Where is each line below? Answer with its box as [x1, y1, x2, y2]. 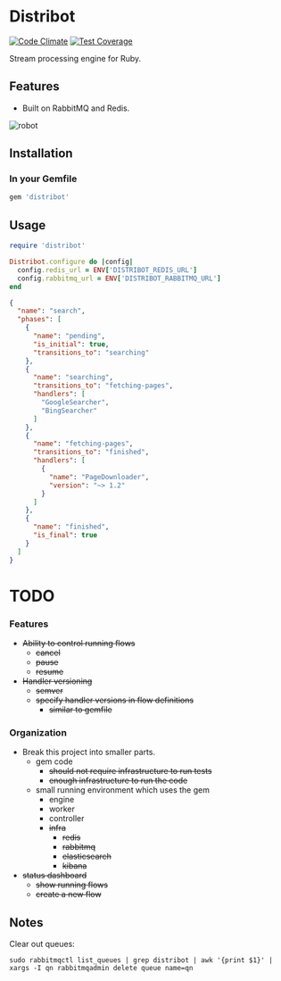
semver [35, 685, 64, 695]
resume [35, 666, 64, 677]
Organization [9, 726, 67, 738]
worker [48, 803, 76, 814]
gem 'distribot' [9, 193, 70, 202]
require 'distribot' [9, 241, 87, 251]
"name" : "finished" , [32, 522, 110, 532]
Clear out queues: [9, 939, 76, 950]
